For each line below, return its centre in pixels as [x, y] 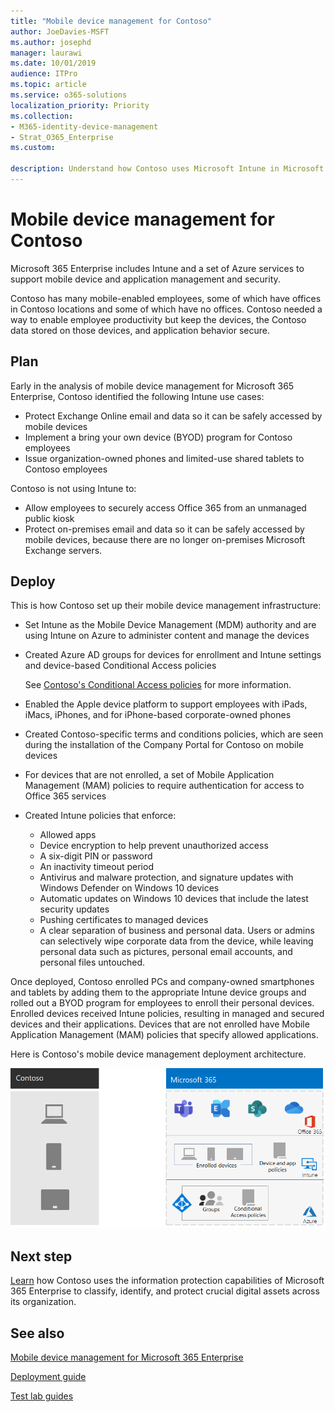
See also [37, 1333]
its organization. [43, 1302]
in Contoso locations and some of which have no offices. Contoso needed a [166, 309]
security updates [74, 909]
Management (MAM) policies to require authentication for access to [164, 786]
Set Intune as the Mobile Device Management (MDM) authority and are [170, 625]
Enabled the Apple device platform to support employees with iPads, [166, 704]
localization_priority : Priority [80, 105]
